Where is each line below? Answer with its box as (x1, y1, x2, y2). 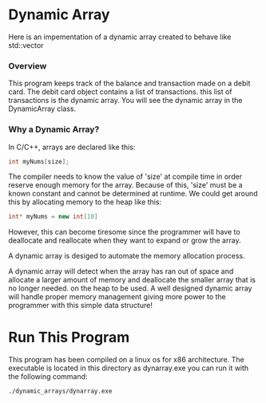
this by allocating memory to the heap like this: (8, 197, 162, 207)
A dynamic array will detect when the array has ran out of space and (8, 267, 234, 276)
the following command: (8, 372, 88, 381)
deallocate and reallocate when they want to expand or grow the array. (8, 235, 241, 245)
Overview (8, 60, 47, 71)
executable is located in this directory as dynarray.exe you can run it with (8, 363, 249, 373)
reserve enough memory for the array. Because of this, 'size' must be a (8, 180, 243, 190)
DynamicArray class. (8, 104, 77, 113)
